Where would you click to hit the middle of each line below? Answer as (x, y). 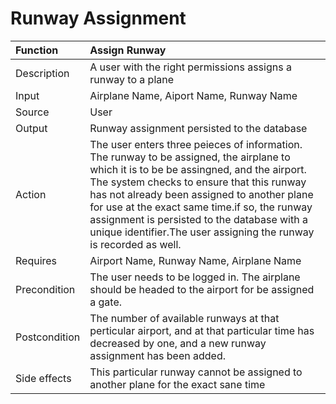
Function (37, 50)
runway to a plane (132, 79)
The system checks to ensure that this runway (198, 182)
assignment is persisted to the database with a (198, 219)
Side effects (43, 378)
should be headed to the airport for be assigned (202, 289)
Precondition (45, 289)
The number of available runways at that (184, 318)
